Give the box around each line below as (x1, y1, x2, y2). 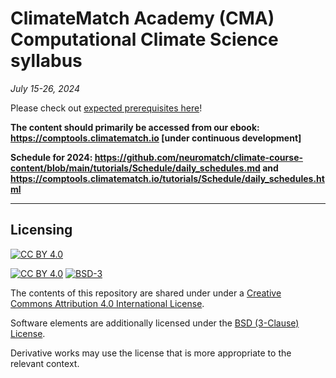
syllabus (10, 50, 83, 72)
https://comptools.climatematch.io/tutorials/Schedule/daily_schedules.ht (10, 172, 325, 184)
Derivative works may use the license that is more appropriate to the (10, 347, 292, 359)
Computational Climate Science (10, 28, 279, 51)
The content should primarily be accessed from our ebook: (10, 121, 260, 133)
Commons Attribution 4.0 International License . (10, 297, 205, 309)
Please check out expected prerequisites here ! (10, 102, 203, 114)
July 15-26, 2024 (10, 82, 80, 94)
